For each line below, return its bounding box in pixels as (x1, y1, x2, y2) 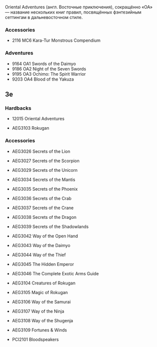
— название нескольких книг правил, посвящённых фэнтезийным (5, 9, 142, 15)
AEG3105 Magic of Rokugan (12, 289, 68, 295)
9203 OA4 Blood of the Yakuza (12, 76, 74, 82)
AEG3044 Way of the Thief (12, 252, 66, 258)
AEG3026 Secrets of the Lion (12, 148, 71, 154)
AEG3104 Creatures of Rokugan (12, 280, 76, 286)
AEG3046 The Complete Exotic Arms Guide (12, 270, 99, 276)
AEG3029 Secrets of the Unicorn (12, 167, 78, 173)
